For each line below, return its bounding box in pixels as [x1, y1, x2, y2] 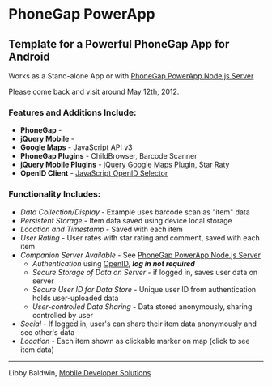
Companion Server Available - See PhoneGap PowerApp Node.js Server [19, 250, 261, 260]
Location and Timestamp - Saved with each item [19, 224, 184, 234]
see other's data [19, 327, 75, 337]
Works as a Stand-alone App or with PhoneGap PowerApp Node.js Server [8, 71, 254, 81]
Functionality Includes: [8, 189, 101, 200]
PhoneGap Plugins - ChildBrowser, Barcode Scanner [19, 151, 198, 161]
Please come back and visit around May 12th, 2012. [8, 87, 180, 96]
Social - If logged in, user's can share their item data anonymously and [19, 319, 257, 329]
